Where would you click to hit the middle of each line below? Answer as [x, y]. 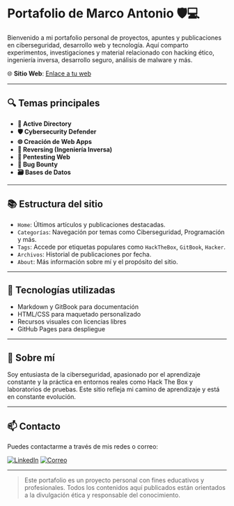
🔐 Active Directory [44, 124]
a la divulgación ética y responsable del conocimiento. [102, 495]
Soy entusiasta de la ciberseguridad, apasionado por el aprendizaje [104, 375]
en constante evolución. [42, 397]
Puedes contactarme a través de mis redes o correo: [83, 447]
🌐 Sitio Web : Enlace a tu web [49, 73]
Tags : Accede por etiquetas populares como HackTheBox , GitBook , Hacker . [122, 247]
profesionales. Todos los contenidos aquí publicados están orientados [125, 487]
